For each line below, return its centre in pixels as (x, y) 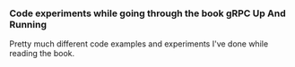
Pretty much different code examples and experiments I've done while (139, 44)
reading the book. (42, 54)
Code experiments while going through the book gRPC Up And (147, 13)
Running (28, 24)
